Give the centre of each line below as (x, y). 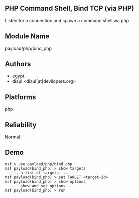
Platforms (21, 97)
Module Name (27, 36)
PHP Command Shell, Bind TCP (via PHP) (70, 8)
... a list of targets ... (40, 173)
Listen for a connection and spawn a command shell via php (67, 20)
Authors (18, 64)
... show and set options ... (43, 186)
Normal (13, 137)
